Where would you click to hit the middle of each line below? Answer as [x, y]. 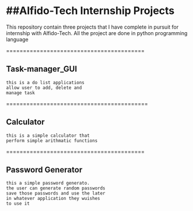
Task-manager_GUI [42, 69]
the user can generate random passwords [56, 188]
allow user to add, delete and [44, 88]
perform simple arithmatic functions [52, 141]
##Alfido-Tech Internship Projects [90, 11]
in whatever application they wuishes [53, 199]
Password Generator [44, 170]
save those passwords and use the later [56, 193]
